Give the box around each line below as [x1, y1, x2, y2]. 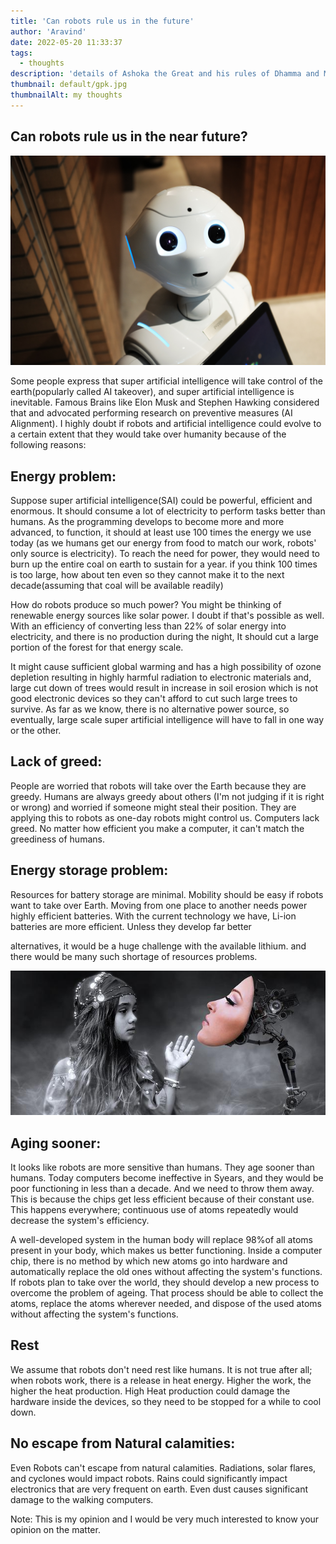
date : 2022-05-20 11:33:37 [10, 37, 123, 47]
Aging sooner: [10, 1135, 102, 1152]
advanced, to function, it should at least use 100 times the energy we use [10, 526, 312, 539]
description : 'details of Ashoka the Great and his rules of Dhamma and [10, 69, 320, 79]
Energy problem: [10, 468, 117, 485]
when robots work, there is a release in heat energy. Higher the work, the [10, 1374, 312, 1386]
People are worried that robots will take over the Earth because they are [10, 780, 307, 792]
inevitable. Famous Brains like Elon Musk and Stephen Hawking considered [10, 396, 320, 409]
